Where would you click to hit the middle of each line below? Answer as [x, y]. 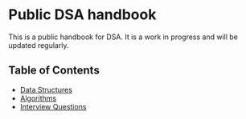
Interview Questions [53, 106]
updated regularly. [39, 45]
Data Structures [46, 89]
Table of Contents [54, 71]
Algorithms [38, 98]
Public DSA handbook [82, 15]
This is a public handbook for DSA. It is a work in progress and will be [123, 37]
